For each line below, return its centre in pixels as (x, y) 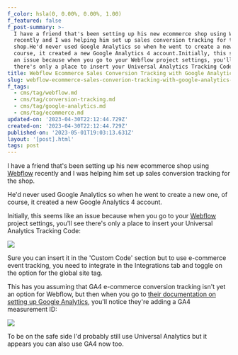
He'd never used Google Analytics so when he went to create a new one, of (118, 195)
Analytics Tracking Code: (44, 231)
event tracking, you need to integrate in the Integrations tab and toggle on (115, 266)
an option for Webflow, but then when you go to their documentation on (112, 294)
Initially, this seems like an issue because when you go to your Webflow (112, 216)
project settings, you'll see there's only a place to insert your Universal (110, 223)
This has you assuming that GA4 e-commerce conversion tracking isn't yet (117, 287)
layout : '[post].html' (41, 139)
